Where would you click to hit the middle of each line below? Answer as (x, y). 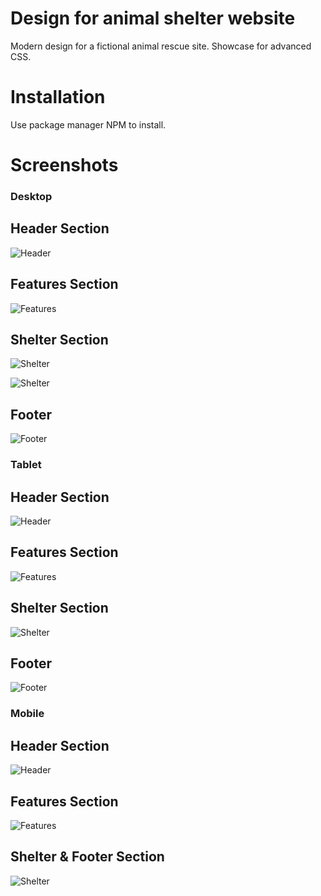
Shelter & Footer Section (87, 857)
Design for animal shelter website (153, 18)
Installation (58, 97)
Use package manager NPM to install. (88, 124)
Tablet (26, 465)
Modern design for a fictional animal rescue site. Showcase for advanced (161, 46)
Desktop (31, 196)
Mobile (27, 714)
